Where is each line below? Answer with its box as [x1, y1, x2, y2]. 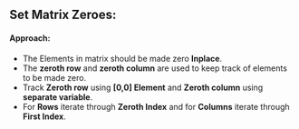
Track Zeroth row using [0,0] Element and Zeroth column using [22, 82, 264, 93]
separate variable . [22, 91, 93, 103]
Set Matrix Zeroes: [9, 7, 117, 23]
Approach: [9, 32, 51, 44]
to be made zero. [22, 72, 87, 83]
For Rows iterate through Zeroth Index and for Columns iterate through [22, 101, 290, 112]
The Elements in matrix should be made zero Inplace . [22, 53, 223, 64]
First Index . [22, 111, 66, 122]
